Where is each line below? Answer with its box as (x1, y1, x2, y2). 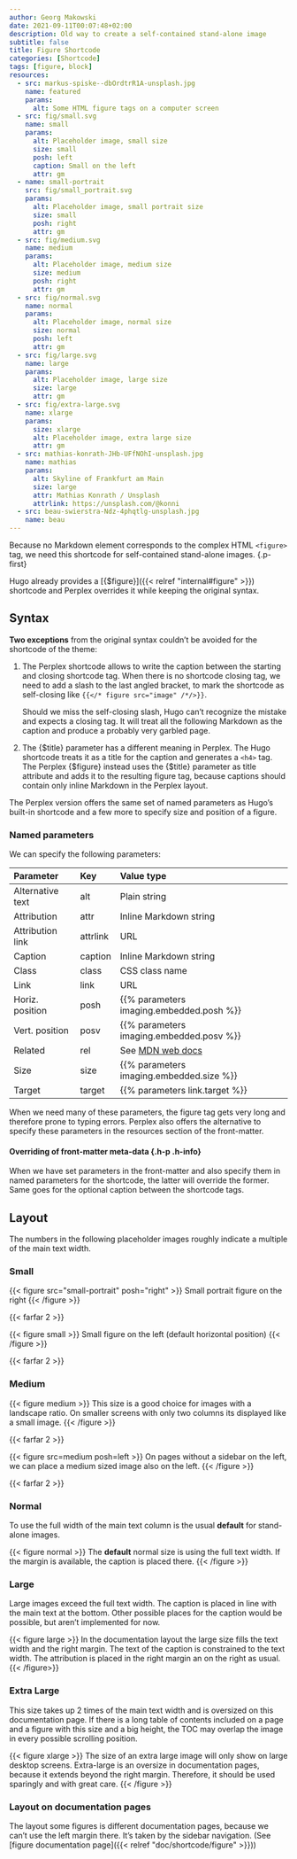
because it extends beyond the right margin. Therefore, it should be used (9, 1769, 276, 1779)
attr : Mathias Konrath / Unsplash (32, 491, 161, 500)
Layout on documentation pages (9, 1801, 152, 1813)
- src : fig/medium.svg (17, 236, 101, 245)
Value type (119, 870, 167, 883)
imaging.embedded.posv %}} (119, 1030, 241, 1042)
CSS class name (119, 965, 187, 977)
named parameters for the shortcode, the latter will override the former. (9, 1175, 270, 1186)
